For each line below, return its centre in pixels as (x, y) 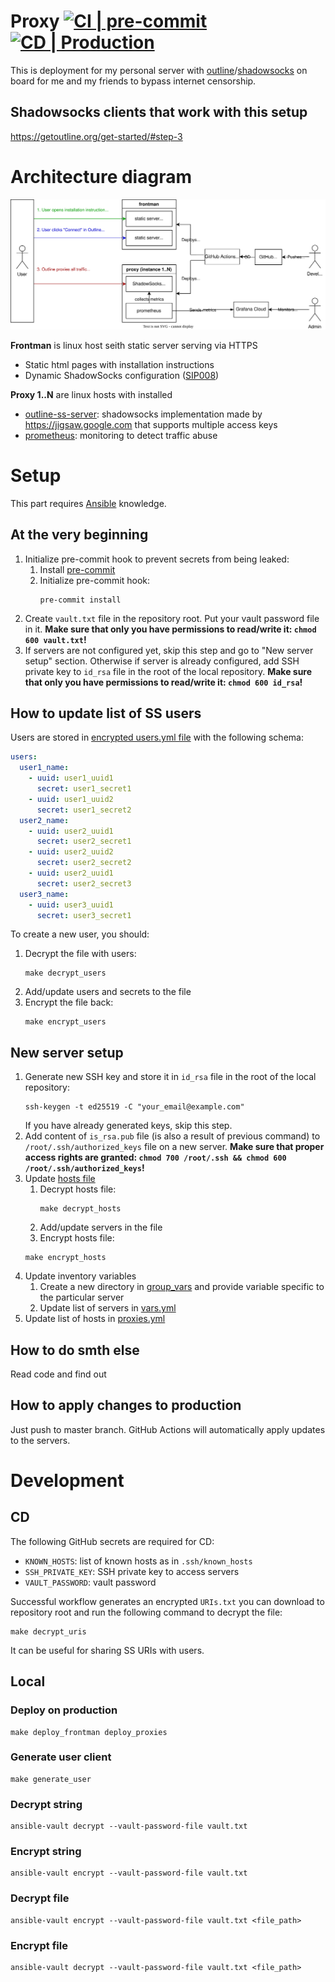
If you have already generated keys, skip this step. (128, 1126)
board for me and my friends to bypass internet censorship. (133, 81)
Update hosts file (60, 1179)
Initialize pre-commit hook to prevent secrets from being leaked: (157, 559)
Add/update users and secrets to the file (108, 992)
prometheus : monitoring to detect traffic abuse (121, 435)
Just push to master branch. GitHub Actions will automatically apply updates (168, 1429)
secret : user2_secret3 (84, 883)
